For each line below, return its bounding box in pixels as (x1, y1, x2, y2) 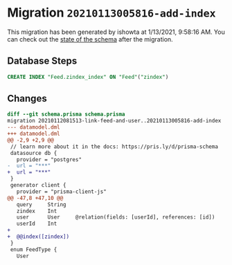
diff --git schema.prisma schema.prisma (7, 111, 126, 118)
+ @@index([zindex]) (7, 233, 70, 240)
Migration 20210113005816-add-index (7, 5, 216, 21)
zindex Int (16, 208, 57, 214)
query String (16, 201, 67, 208)
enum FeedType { (10, 246, 57, 253)
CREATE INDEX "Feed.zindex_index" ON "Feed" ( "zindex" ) (7, 73, 169, 80)
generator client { (10, 182, 67, 189)
